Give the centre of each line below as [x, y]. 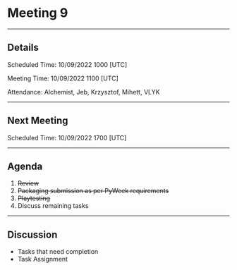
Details [23, 48]
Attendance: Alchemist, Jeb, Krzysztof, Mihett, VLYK [84, 92]
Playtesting [34, 198]
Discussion [32, 234]
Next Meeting [38, 121]
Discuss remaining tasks [53, 206]
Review [28, 183]
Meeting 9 [38, 13]
